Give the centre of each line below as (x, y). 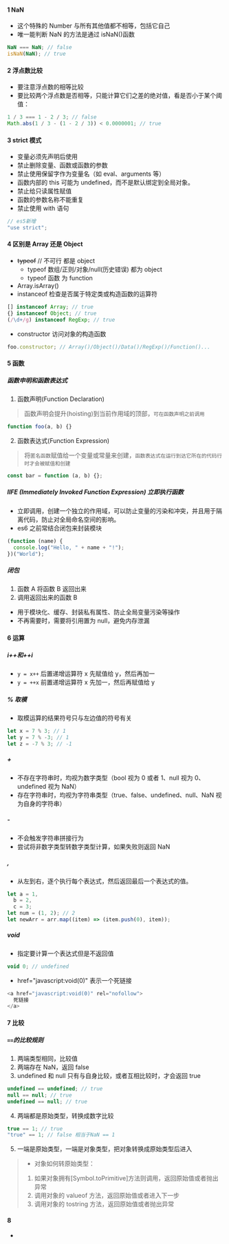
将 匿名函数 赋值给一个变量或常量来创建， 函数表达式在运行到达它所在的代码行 (123, 455)
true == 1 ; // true (35, 1129)
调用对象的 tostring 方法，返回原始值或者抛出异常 (104, 1204)
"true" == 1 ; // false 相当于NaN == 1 (61, 1135)
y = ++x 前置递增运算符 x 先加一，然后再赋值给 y (86, 682)
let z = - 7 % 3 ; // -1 (40, 744)
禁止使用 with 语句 (43, 208)
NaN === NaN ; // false (40, 48)
